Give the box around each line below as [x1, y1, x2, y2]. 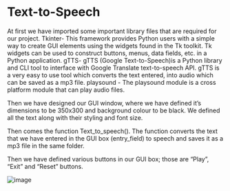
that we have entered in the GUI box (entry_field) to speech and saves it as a [7, 134, 224, 142]
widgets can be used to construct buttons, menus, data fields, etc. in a [7, 49, 207, 57]
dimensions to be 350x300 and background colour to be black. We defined [7, 106, 220, 114]
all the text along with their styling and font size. [7, 113, 143, 121]
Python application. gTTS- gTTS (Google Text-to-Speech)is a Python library [7, 56, 222, 64]
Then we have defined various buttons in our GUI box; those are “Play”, [7, 154, 209, 163]
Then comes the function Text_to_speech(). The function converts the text [7, 127, 218, 135]
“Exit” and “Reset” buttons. [7, 162, 84, 170]
